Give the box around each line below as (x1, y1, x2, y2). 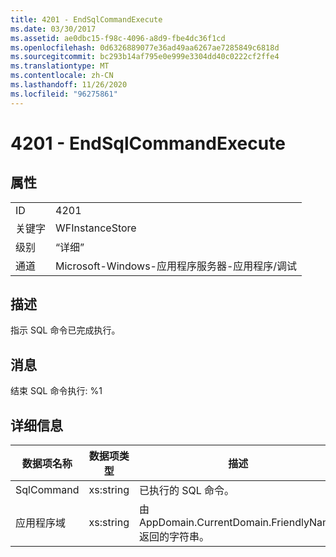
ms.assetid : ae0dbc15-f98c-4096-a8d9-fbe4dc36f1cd (10, 33, 226, 43)
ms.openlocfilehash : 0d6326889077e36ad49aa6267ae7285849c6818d (10, 42, 280, 53)
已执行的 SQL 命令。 (138, 484, 235, 498)
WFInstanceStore (55, 221, 137, 235)
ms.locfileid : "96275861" (10, 89, 118, 99)
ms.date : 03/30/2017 (10, 24, 97, 34)
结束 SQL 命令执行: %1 (10, 385, 103, 397)
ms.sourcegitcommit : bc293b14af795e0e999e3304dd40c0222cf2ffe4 (10, 52, 280, 62)
